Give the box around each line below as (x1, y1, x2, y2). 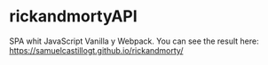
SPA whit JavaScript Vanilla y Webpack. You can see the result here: (9, 36, 259, 46)
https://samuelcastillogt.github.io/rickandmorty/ (9, 45, 184, 55)
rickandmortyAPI (9, 6, 138, 27)
